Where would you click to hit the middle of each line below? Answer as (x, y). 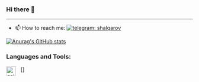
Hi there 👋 (21, 9)
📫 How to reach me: (40, 28)
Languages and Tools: (38, 57)
